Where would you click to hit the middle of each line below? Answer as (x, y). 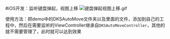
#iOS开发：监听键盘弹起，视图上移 (42, 8)
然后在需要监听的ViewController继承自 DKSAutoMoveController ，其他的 (92, 25)
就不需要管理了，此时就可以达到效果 (43, 31)
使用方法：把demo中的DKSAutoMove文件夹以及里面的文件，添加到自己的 (82, 19)
